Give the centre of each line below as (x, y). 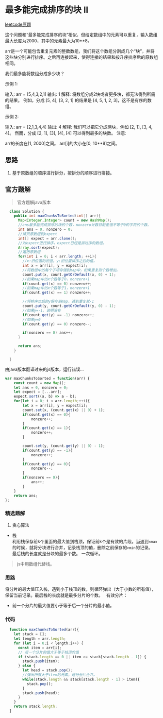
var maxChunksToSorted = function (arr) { (48, 378)
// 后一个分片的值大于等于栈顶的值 (48, 652)
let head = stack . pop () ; (48, 670)
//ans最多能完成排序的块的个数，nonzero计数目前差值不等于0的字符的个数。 (84, 225)
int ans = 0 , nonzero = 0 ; (45, 230)
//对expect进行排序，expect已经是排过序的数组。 (62, 243)
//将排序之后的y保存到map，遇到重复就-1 (58, 302)
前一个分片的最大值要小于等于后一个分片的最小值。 (63, 606)
